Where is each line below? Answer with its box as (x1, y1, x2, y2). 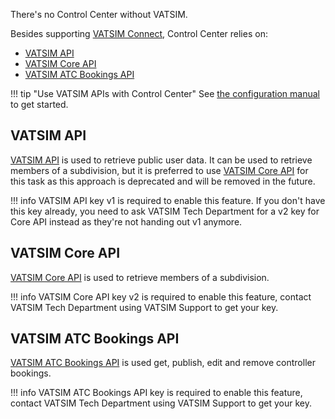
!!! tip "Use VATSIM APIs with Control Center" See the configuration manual (10, 88, 320, 99)
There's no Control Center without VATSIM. (10, 9, 188, 20)
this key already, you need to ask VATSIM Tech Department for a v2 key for (10, 205, 320, 217)
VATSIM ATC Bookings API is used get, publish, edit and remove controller (10, 357, 316, 369)
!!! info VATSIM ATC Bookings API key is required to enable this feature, (10, 387, 303, 399)
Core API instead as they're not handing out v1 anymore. (10, 215, 243, 228)
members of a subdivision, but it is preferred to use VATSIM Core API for (10, 164, 309, 176)
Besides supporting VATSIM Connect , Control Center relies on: (10, 28, 268, 39)
